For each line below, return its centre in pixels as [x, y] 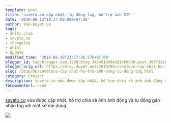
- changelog [18, 43]
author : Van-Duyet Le [28, 24]
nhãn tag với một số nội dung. [36, 105]
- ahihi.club [19, 34]
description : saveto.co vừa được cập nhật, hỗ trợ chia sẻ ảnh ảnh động [84, 81]
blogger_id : [18, 62]
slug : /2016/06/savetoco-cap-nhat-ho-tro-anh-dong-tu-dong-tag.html [79, 72]
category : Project [25, 76]
